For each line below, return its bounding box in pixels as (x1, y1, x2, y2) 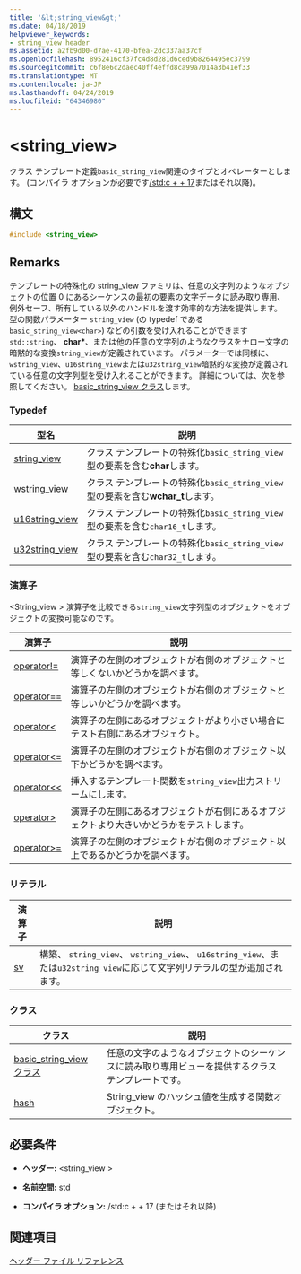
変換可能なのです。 (47, 613, 119, 624)
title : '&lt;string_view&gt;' (9, 13, 123, 22)
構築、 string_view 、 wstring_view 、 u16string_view (39, 947, 262, 960)
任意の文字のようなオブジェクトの (106, 1047, 251, 1059)
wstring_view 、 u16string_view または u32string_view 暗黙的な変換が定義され (9, 358, 288, 369)
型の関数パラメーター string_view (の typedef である (9, 313, 204, 324)
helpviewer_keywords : (9, 30, 90, 39)
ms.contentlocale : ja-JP (9, 80, 102, 89)
